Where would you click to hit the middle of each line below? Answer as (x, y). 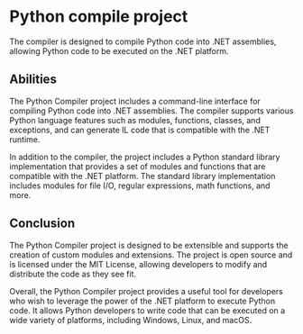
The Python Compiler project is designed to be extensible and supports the (149, 245)
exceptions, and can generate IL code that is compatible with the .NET (140, 130)
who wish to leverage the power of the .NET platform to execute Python (142, 301)
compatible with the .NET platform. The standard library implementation (142, 176)
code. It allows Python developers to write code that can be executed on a (147, 310)
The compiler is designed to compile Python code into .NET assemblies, (143, 41)
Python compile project (99, 17)
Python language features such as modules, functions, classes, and (135, 120)
